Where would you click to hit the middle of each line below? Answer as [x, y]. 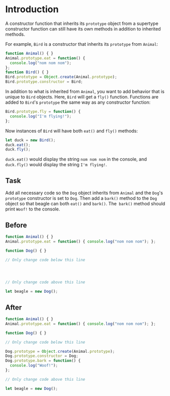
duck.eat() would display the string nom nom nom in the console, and [76, 159]
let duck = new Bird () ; [31, 140]
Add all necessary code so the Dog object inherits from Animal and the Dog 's [84, 193]
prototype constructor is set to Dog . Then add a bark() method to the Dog [81, 198]
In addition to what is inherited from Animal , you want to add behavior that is [85, 92]
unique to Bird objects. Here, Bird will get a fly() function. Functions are [82, 97]
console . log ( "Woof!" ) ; [34, 365]
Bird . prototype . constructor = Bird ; [44, 82]
